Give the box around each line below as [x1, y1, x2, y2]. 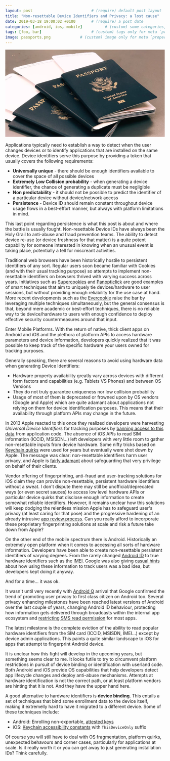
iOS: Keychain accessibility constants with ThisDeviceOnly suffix [12, 724, 147, 730]
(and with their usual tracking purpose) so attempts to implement [5, 268, 141, 274]
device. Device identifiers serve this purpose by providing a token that [5, 153, 152, 159]
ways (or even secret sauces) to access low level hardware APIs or [5, 489, 145, 495]
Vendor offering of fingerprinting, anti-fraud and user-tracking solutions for [5, 473, 162, 479]
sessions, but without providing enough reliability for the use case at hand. [5, 290, 161, 296]
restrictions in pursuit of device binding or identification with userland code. [5, 661, 163, 667]
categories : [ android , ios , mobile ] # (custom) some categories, [5, 24, 166, 29]
